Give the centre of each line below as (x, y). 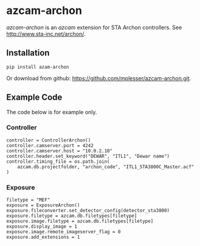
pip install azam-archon (38, 67)
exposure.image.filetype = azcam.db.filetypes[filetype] (80, 221)
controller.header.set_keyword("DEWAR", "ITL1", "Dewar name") (88, 156)
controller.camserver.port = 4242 (50, 145)
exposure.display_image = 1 (42, 227)
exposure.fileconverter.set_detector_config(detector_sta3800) (88, 211)
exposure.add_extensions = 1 (43, 237)
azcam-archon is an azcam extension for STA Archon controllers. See (94, 27)
